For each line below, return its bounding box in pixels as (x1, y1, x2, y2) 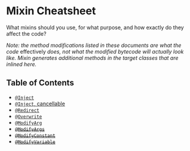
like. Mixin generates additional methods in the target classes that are (6, 54, 179, 61)
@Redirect (14, 107, 40, 114)
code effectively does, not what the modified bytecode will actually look (6, 48, 184, 55)
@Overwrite (14, 114, 42, 119)
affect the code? (6, 30, 47, 37)
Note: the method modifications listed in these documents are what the (6, 42, 182, 49)
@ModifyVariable (14, 139, 56, 145)
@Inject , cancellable (14, 100, 66, 107)
